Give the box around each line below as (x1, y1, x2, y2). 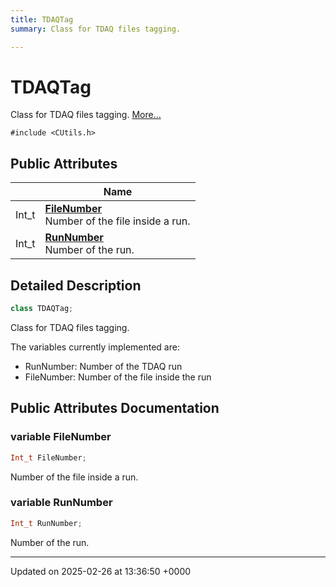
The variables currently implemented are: (10, 341, 180, 353)
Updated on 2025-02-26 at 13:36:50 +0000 (10, 565, 192, 577)
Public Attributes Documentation (10, 400, 220, 417)
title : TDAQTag (10, 14, 74, 25)
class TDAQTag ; (10, 304, 74, 314)
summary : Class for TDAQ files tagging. (10, 24, 182, 34)
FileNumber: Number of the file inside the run (24, 371, 212, 383)
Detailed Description (10, 277, 142, 294)
